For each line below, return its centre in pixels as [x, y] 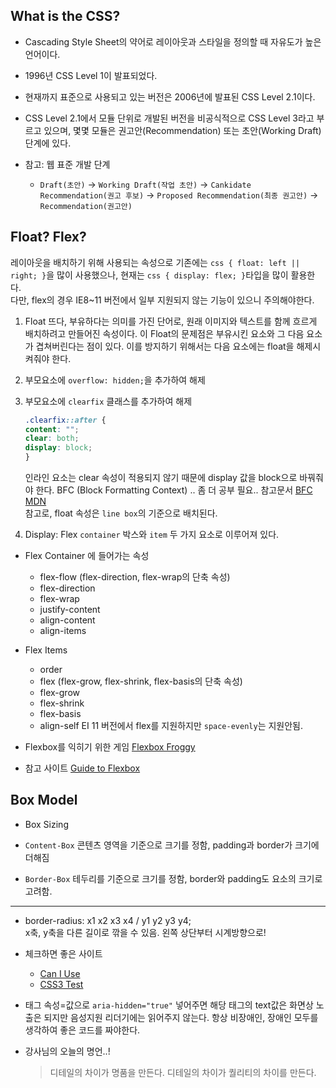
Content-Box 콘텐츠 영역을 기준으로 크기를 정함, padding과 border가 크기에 [172, 845]
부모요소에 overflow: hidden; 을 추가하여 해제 [115, 380]
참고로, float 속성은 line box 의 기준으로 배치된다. [121, 513]
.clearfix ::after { [65, 420]
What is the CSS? [65, 16]
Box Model [44, 800]
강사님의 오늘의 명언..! [67, 1051]
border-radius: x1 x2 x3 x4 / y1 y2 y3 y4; [108, 920]
